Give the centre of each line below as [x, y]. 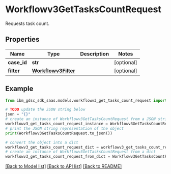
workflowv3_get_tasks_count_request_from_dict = [58, 157]
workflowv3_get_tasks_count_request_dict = [52, 147]
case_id [17, 62]
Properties [22, 39]
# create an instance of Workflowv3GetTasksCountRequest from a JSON [81, 119]
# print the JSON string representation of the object [65, 128]
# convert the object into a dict [42, 142]
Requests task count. [27, 23]
